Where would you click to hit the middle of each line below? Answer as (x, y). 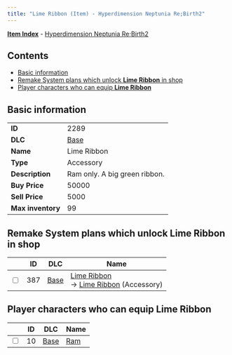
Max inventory (36, 208)
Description (31, 174)
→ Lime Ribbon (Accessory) (117, 285)
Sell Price (27, 197)
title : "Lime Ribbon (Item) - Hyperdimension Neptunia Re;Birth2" (106, 14)
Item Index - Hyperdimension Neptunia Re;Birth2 (78, 34)
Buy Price (27, 185)
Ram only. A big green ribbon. (116, 174)
